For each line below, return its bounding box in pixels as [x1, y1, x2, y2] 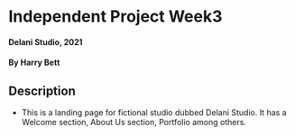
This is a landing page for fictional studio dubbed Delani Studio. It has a [21, 107, 287, 118]
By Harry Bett [8, 57, 60, 68]
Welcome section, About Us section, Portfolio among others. [21, 117, 247, 128]
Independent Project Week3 [8, 6, 223, 27]
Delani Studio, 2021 [8, 36, 83, 47]
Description [8, 83, 76, 98]
